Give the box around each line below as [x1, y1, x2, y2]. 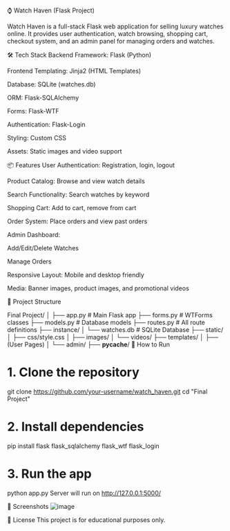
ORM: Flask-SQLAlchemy [7, 93, 79, 102]
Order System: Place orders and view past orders [7, 217, 148, 225]
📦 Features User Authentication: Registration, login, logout [7, 161, 175, 169]
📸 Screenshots [7, 502, 49, 510]
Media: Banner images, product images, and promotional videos [7, 284, 190, 292]
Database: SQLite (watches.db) [7, 80, 96, 88]
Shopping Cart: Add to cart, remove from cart [7, 204, 137, 212]
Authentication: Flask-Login [7, 120, 86, 129]
